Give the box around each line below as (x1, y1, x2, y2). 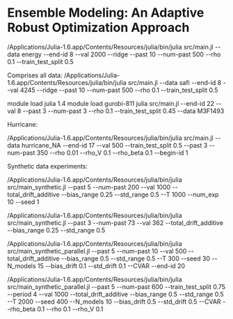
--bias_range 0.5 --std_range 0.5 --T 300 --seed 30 (61, 254, 211, 263)
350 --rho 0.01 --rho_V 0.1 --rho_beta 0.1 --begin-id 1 (36, 148, 188, 157)
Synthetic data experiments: (7, 162, 88, 170)
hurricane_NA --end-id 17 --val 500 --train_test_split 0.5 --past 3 (21, 141, 208, 149)
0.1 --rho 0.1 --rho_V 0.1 (37, 304, 104, 313)
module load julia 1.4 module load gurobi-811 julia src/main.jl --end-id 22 (7, 99, 214, 107)
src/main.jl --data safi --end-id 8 (127, 78, 222, 86)
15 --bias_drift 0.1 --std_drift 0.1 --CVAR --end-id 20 (37, 261, 186, 270)
